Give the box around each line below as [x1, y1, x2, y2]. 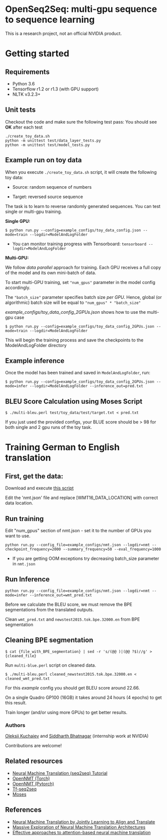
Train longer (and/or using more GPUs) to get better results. [5, 709, 128, 715]
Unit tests [5, 106, 36, 114]
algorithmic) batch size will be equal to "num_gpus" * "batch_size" [5, 299, 141, 305]
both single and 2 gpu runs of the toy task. [5, 424, 92, 430]
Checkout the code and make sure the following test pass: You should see [5, 119, 157, 125]
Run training [5, 514, 44, 523]
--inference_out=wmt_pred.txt [29, 592, 92, 598]
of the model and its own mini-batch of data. [5, 270, 96, 276]
